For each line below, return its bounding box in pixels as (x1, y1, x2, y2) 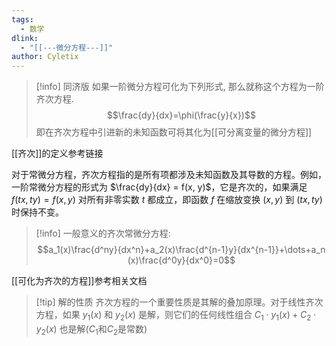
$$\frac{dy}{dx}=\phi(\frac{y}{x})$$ (106, 109, 256, 121)
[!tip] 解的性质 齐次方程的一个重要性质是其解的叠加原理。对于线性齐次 (35, 296, 324, 308)
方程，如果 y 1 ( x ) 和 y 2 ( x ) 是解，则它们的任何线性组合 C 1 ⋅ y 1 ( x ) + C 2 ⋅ (35, 309, 317, 323)
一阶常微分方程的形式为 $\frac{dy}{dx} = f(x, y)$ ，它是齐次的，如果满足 (11, 181, 308, 193)
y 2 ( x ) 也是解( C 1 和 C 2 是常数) (35, 322, 148, 337)
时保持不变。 (11, 206, 64, 218)
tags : (11, 14, 34, 25)
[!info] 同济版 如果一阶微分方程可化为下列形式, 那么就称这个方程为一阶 (35, 81, 325, 93)
